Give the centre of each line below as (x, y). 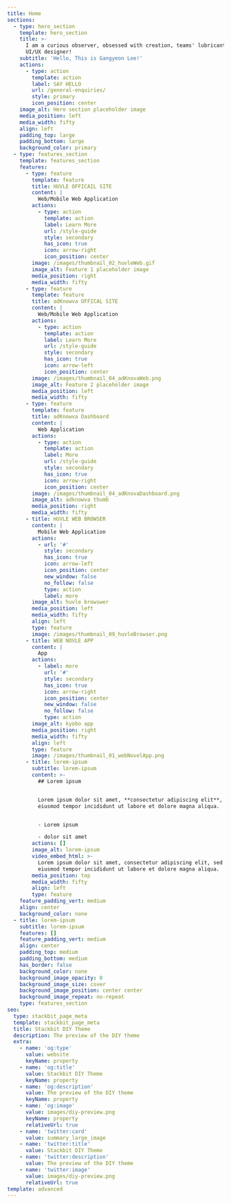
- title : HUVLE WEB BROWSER (66, 519)
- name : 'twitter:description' (64, 1157)
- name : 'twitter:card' (54, 1131)
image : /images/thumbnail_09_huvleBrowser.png (100, 634)
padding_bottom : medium (54, 959)
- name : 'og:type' (46, 1048)
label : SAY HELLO (56, 84)
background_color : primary (58, 148)
